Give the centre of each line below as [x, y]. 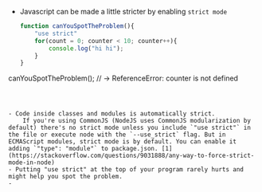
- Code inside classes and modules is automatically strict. [112, 114]
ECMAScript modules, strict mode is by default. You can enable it [123, 142]
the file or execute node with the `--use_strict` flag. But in [117, 135]
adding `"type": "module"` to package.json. [83, 149]
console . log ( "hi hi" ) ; [86, 48]
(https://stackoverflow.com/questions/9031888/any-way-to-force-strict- [131, 156]
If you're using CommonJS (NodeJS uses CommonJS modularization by [137, 121]
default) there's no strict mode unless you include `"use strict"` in [129, 128]
